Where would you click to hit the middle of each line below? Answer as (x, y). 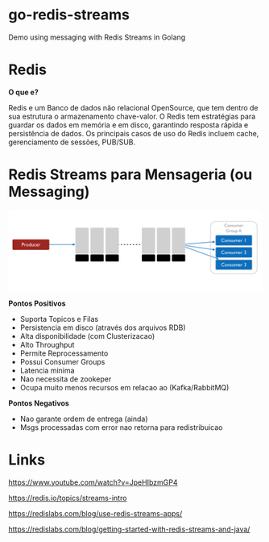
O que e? (23, 92)
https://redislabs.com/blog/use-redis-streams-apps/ (95, 513)
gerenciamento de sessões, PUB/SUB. (72, 142)
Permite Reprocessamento (64, 353)
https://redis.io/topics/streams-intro (68, 498)
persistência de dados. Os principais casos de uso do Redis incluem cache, (134, 133)
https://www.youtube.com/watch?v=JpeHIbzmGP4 (93, 482)
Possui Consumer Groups (62, 361)
